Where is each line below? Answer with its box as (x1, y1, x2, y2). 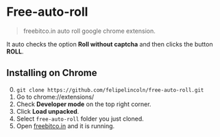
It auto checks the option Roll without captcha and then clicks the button (6, 40, 213, 48)
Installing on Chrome (6, 67, 97, 79)
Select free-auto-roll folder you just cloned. (16, 114, 145, 123)
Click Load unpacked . (16, 107, 80, 115)
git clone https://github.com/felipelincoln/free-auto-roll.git (16, 86, 204, 93)
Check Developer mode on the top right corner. (16, 100, 151, 108)
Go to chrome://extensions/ (16, 92, 95, 101)
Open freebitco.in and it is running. (16, 121, 115, 130)
